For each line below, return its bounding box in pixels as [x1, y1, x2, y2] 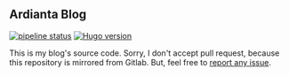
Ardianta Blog [9, 7, 87, 22]
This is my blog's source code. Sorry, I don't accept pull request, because [9, 48, 280, 58]
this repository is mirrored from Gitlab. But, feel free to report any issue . [9, 57, 271, 67]
